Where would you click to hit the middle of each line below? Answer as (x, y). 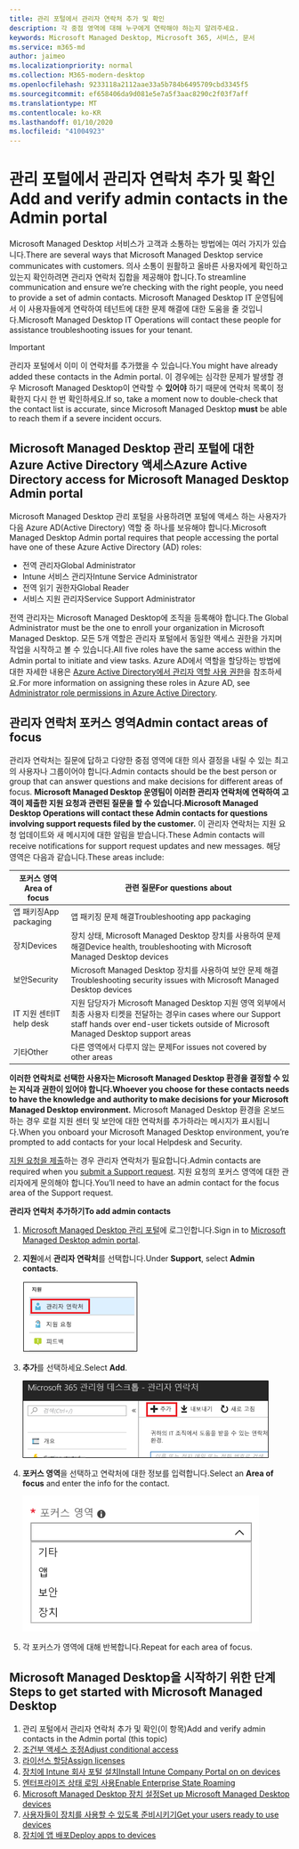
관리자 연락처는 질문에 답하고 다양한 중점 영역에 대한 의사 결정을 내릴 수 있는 (141, 760)
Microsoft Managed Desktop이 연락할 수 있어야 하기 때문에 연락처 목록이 (146, 388)
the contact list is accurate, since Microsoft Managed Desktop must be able (148, 409)
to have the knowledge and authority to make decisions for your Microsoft (149, 1099)
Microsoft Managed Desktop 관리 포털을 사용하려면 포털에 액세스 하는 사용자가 (148, 516)
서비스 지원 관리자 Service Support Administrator (109, 599)
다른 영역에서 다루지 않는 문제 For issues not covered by (169, 1047)
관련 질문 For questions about (178, 888)
